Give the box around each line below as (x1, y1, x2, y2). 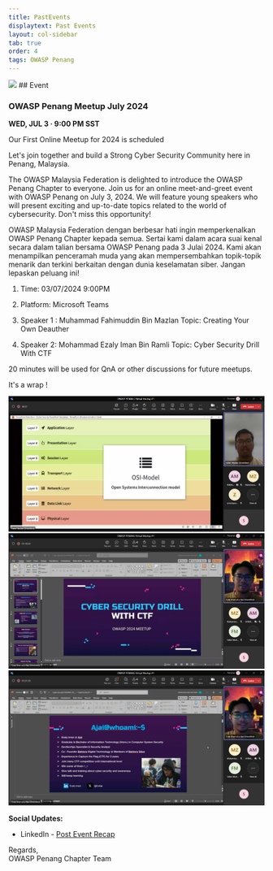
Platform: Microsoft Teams (19, 300, 110, 310)
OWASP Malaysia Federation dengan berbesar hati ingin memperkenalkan (8, 225, 256, 235)
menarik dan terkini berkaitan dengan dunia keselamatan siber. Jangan (8, 260, 246, 270)
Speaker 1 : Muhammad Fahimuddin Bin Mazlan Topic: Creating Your (19, 315, 249, 325)
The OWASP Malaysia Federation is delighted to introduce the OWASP (8, 175, 243, 184)
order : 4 (8, 47, 38, 56)
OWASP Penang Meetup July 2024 (8, 100, 149, 111)
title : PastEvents (8, 13, 71, 21)
